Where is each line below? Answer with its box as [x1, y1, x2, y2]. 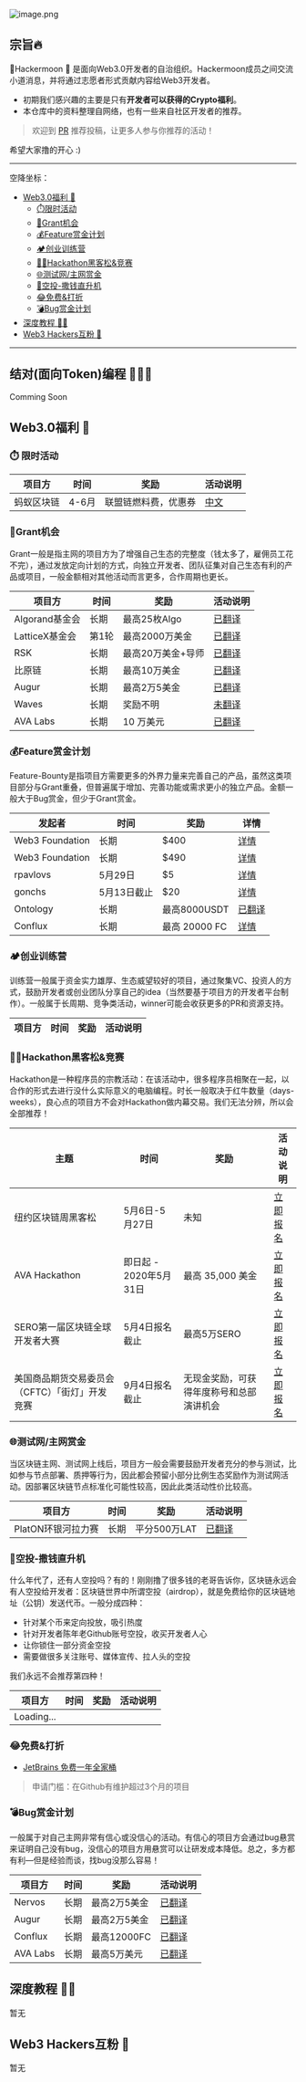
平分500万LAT [135, 1522, 198, 1535]
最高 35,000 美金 [183, 1269, 258, 1282]
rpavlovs [14, 868, 52, 881]
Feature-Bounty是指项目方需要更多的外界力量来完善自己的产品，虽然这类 [9, 769, 284, 780]
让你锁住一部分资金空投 [22, 1639, 111, 1651]
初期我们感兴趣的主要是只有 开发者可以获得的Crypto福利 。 [22, 94, 241, 105]
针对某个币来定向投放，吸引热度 [22, 1616, 143, 1628]
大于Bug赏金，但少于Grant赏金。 [16, 792, 141, 803]
